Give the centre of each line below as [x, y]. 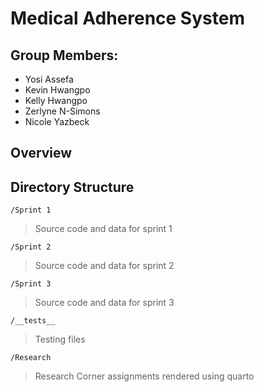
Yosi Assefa [49, 79]
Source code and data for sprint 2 [104, 266]
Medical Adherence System [127, 18]
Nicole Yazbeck [57, 121]
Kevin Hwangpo [57, 90]
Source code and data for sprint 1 [103, 229]
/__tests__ [33, 321]
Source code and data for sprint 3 [104, 303]
